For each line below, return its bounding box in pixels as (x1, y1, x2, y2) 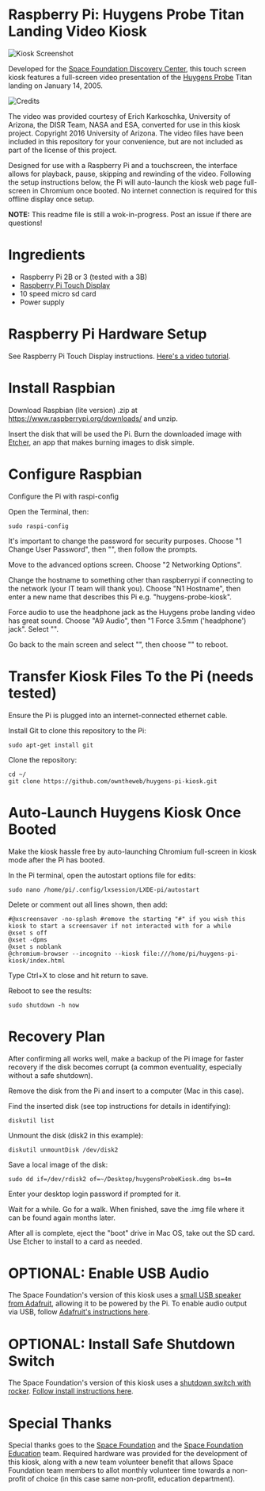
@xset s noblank (8, 942, 62, 950)
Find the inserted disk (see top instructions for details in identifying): (8, 1101, 231, 1111)
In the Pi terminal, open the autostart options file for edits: (8, 870, 196, 880)
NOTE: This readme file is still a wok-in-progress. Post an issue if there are (8, 209, 252, 219)
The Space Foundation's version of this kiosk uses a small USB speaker (8, 1290, 241, 1300)
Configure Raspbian (8, 465, 142, 483)
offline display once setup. (8, 194, 95, 204)
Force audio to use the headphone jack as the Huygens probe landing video (8, 607, 256, 617)
